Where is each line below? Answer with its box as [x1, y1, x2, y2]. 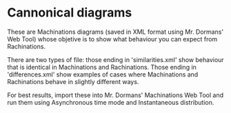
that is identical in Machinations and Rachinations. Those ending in [7, 63, 197, 71]
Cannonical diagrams [7, 5, 132, 21]
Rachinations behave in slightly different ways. [7, 77, 139, 85]
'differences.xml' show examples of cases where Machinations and [7, 70, 199, 79]
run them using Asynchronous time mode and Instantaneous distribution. [7, 98, 214, 106]
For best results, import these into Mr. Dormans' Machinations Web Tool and [7, 91, 224, 99]
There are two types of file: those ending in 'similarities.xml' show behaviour [7, 55, 224, 63]
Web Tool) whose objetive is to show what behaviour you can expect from [7, 34, 218, 43]
